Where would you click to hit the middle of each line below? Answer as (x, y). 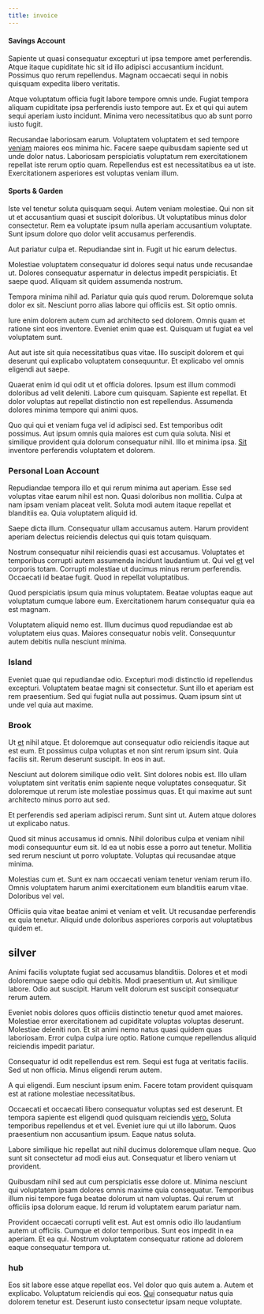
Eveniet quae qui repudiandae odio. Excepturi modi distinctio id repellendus (131, 679)
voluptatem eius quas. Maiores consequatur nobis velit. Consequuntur (122, 633)
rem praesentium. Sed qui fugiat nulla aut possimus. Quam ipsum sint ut (125, 696)
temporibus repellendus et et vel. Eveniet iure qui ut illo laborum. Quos (122, 1125)
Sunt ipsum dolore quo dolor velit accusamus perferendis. (102, 234)
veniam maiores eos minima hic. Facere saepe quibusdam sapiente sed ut (128, 148)
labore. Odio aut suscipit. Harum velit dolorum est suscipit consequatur (123, 988)
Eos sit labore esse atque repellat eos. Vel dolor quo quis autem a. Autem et (131, 1285)
